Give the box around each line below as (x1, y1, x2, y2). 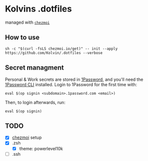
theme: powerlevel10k (19, 146, 63, 151)
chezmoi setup (12, 134, 42, 141)
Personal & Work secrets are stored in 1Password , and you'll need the (5, 76, 144, 82)
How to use (5, 33, 40, 42)
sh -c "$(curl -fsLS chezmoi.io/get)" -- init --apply (5, 46, 118, 51)
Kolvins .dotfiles (5, 3, 72, 15)
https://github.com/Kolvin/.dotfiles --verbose (5, 50, 103, 55)
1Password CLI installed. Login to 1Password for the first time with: (5, 81, 137, 88)
